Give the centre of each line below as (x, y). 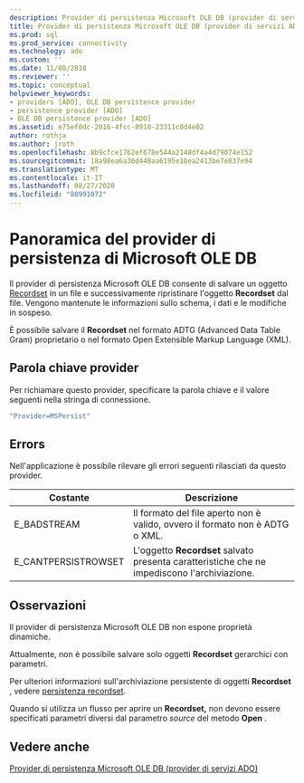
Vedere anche (50, 746)
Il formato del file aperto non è (197, 513)
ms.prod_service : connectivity (68, 43)
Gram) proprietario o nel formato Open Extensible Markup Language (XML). (150, 339)
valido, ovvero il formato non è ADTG (211, 524)
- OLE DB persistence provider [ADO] (81, 119)
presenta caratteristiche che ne (199, 562)
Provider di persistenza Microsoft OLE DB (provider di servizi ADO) (134, 769)
